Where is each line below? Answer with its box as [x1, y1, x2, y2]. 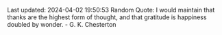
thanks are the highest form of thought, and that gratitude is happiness [7, 13, 207, 21]
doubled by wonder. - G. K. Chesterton [7, 21, 116, 28]
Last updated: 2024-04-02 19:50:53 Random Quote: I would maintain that [7, 6, 215, 14]
